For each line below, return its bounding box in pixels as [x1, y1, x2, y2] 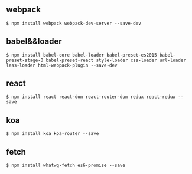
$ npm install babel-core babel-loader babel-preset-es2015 [6, 52, 158, 58]
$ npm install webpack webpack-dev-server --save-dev [6, 20, 142, 26]
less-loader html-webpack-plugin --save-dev [6, 62, 118, 68]
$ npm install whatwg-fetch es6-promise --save [6, 162, 126, 169]
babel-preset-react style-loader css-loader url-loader [45, 57, 186, 63]
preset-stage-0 [6, 57, 44, 63]
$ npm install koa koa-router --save [6, 131, 99, 137]
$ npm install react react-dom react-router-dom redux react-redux [6, 94, 176, 100]
